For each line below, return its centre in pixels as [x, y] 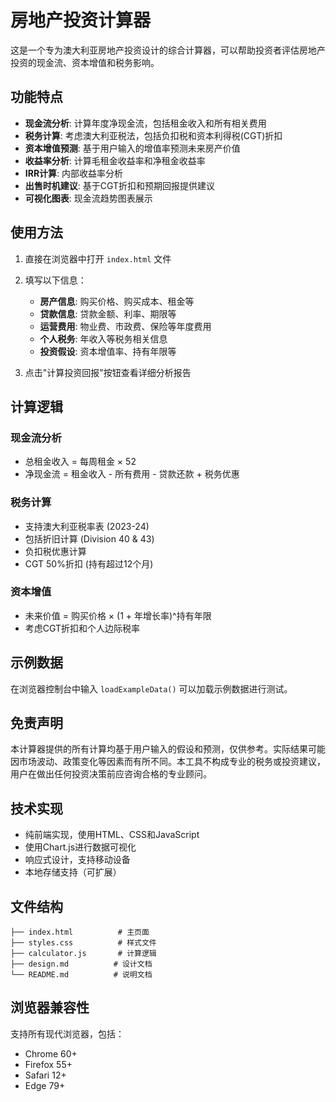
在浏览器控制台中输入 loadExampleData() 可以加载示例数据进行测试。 [151, 688]
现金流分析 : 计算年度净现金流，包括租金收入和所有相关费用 [145, 123]
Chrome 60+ [51, 1053]
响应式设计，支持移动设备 [77, 860]
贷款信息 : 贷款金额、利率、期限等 [108, 313]
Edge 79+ [45, 1085]
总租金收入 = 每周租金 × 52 [80, 462]
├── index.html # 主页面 [80, 932]
